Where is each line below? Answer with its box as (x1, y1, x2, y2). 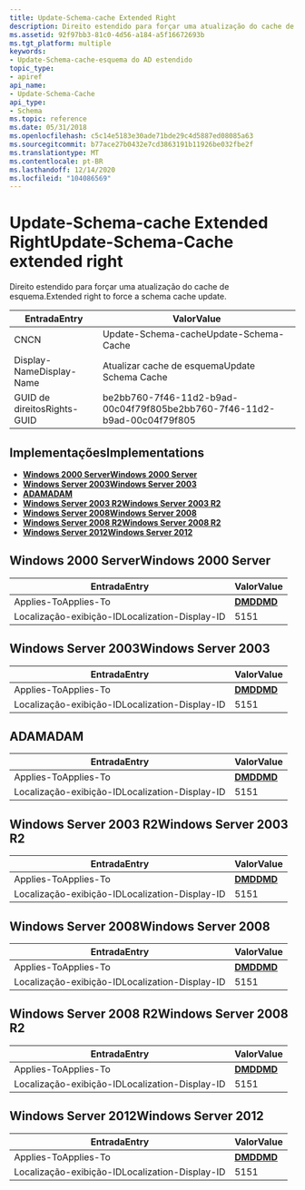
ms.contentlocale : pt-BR (9, 156, 103, 166)
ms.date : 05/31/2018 (9, 123, 88, 133)
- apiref (9, 73, 43, 82)
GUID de (14, 391, 51, 404)
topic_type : (9, 64, 54, 74)
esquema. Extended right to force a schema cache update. (9, 291, 227, 302)
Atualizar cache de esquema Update (103, 359, 256, 372)
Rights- (44, 403, 79, 416)
